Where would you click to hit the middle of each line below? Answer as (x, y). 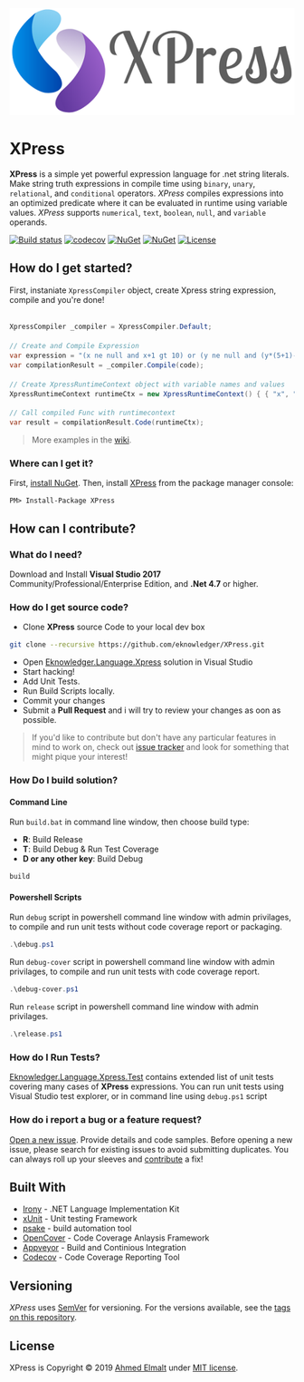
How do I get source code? (69, 607)
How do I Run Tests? (55, 1057)
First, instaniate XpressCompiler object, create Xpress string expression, (143, 290)
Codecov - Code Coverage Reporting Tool (101, 1257)
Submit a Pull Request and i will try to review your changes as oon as (152, 710)
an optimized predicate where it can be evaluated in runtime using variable (148, 202)
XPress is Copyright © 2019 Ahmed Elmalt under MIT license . (124, 1367)
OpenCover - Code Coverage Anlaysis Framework (116, 1238)
